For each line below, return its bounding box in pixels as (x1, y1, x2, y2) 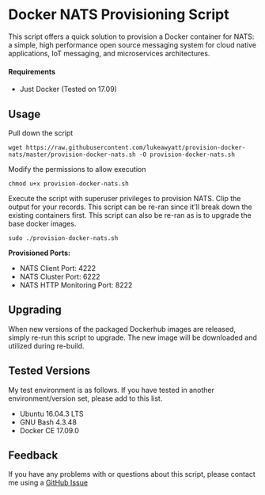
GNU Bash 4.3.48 (19, 417, 78, 427)
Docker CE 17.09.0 (19, 425, 79, 435)
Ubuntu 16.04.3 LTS (19, 409, 84, 418)
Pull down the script (8, 128, 74, 138)
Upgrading (8, 303, 62, 317)
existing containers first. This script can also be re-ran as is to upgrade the (8, 210, 252, 219)
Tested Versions (8, 364, 91, 378)
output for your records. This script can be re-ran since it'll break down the (8, 202, 253, 211)
